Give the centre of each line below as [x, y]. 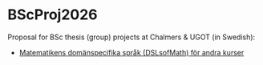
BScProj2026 [53, 15]
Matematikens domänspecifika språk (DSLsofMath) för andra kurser [131, 52]
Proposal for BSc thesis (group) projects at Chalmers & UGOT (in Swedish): [131, 37]
